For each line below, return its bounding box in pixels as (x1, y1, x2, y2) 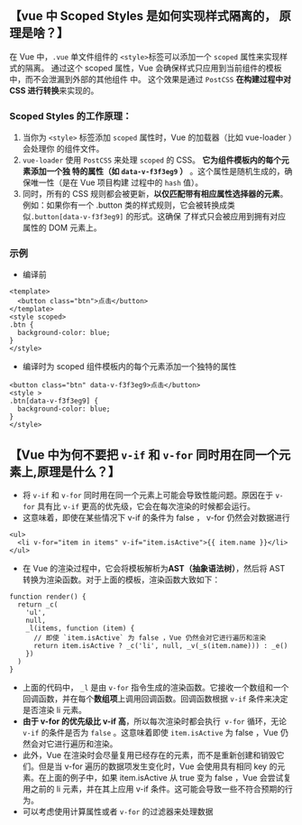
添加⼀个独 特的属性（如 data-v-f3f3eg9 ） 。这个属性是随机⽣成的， (30, 166, 285, 177)
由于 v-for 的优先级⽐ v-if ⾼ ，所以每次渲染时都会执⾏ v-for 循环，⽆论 (22, 716, 287, 727)
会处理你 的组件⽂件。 (22, 144, 105, 154)
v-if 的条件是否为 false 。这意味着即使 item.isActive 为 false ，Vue (22, 728, 279, 738)
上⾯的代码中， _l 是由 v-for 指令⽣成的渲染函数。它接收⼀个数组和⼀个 (22, 682, 289, 693)
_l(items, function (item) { (25, 624, 135, 634)
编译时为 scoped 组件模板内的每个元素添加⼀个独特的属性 (22, 361, 237, 372)
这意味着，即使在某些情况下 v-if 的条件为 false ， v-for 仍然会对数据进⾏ (22, 513, 290, 524)
